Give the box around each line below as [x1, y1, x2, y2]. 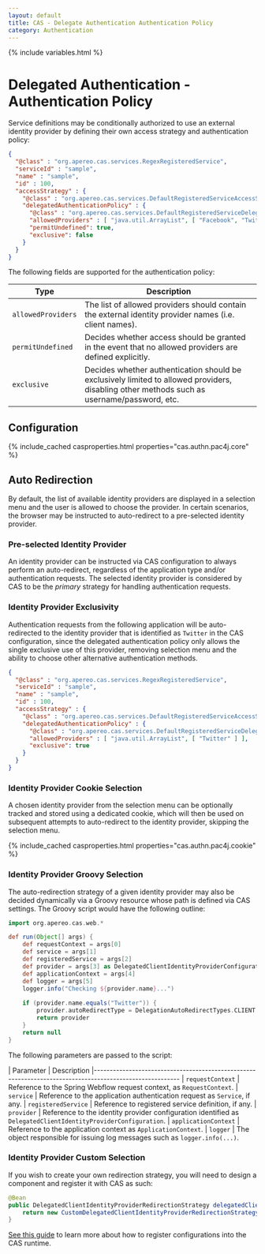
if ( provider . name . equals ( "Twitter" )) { [22, 999, 157, 1007]
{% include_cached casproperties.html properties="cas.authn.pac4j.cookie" [8, 841, 256, 851]
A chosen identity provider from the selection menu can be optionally [8, 800, 233, 810]
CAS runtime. [8, 1238, 51, 1248]
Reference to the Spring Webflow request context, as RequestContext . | [8, 1082, 238, 1091]
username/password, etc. [84, 394, 180, 405]
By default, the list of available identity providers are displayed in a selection [8, 494, 256, 503]
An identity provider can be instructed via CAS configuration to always [8, 557, 237, 567]
